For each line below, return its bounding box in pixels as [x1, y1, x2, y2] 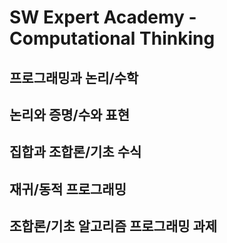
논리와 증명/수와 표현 [9, 106, 130, 123]
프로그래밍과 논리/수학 [9, 69, 139, 86]
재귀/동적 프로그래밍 [9, 181, 127, 198]
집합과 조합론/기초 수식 [9, 144, 142, 161]
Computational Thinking [9, 27, 216, 50]
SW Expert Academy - [9, 6, 197, 29]
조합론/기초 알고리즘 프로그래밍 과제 [9, 218, 218, 235]
